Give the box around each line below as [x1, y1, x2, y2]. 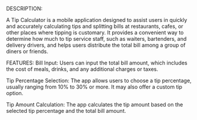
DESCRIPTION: [6, 5, 43, 12]
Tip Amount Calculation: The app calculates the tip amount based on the [6, 101, 183, 108]
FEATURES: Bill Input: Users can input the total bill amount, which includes [6, 59, 188, 66]
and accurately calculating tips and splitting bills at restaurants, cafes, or [6, 23, 184, 30]
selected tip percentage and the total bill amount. [6, 108, 126, 114]
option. [6, 90, 24, 96]
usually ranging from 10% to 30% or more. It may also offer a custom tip [6, 83, 183, 90]
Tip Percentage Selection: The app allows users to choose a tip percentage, [6, 77, 192, 84]
